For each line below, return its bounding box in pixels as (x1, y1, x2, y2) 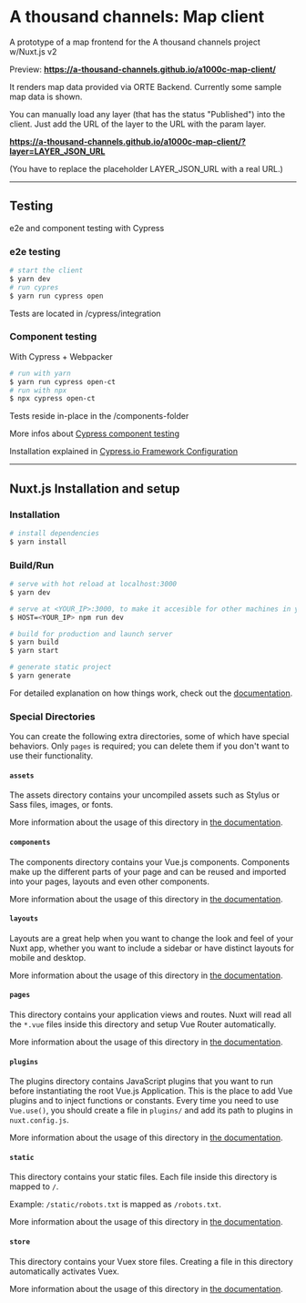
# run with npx (9, 385, 67, 395)
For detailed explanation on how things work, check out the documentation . (9, 687, 293, 698)
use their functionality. (9, 750, 94, 761)
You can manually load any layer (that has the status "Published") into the (9, 108, 285, 119)
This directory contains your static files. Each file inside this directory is (9, 1172, 278, 1183)
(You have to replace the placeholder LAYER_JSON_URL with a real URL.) (9, 163, 284, 174)
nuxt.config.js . (9, 1115, 70, 1125)
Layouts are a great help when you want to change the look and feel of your (9, 932, 294, 943)
